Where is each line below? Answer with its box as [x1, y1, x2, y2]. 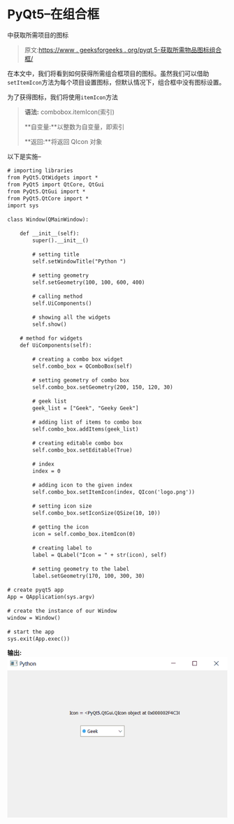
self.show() [32, 321, 68, 328]
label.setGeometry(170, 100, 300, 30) [32, 572, 145, 579]
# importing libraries [7, 167, 73, 174]
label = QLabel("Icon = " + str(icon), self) [32, 551, 168, 558]
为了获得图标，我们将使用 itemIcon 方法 [7, 92, 119, 101]
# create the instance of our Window [7, 607, 117, 614]
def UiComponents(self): [20, 342, 92, 349]
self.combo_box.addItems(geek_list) [32, 426, 139, 433]
